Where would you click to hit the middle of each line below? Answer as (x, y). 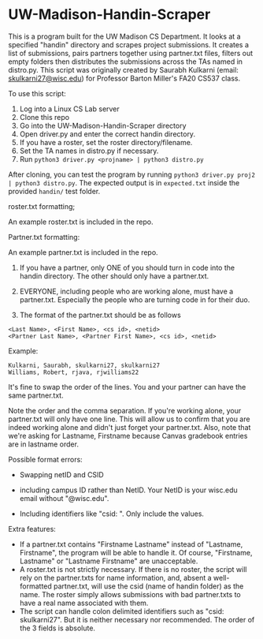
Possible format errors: (45, 459)
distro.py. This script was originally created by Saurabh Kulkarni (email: (123, 69)
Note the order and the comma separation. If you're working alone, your (125, 410)
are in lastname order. (43, 444)
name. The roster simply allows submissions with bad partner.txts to (130, 594)
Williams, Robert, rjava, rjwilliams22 (74, 372)
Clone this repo (44, 117)
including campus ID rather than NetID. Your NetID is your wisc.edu (128, 490)
